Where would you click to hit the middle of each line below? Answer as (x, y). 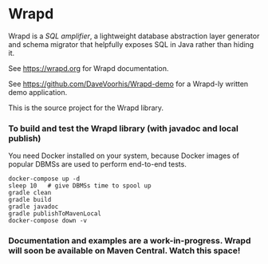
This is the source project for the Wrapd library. (86, 108)
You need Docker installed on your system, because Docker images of (124, 156)
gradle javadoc (33, 207)
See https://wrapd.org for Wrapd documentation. (89, 68)
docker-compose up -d (44, 179)
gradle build (30, 200)
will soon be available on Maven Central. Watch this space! (124, 250)
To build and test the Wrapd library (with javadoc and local (124, 128)
